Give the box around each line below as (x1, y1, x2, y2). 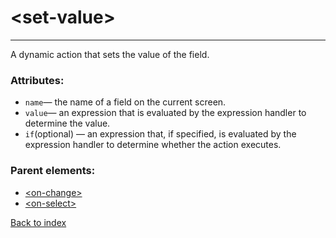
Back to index (10, 216, 67, 228)
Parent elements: (10, 164, 96, 178)
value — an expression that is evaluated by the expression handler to (24, 107, 307, 119)
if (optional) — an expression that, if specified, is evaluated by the (24, 128, 297, 140)
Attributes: (10, 73, 65, 87)
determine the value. (24, 117, 111, 130)
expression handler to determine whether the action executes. (24, 139, 282, 151)
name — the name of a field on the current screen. (24, 96, 227, 108)
